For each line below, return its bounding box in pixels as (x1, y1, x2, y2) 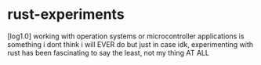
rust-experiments (7, 5, 125, 23)
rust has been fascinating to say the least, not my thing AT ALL (7, 48, 209, 57)
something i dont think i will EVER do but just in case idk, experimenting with (7, 39, 254, 49)
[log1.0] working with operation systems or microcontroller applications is (7, 31, 245, 41)
